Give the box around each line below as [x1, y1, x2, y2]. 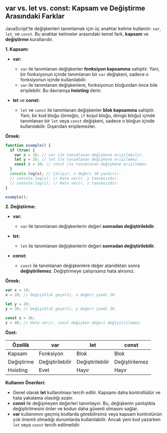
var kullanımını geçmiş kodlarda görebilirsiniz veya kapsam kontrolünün [12, 411, 162, 417]
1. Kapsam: [5, 46, 29, 52]
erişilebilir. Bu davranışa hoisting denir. [20, 87, 102, 93]
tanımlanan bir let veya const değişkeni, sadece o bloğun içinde [20, 118, 155, 124]
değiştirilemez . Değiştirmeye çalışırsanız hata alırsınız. [20, 268, 135, 274]
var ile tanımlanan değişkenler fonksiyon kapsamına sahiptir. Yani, [20, 65, 160, 72]
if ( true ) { [10, 147, 36, 153]
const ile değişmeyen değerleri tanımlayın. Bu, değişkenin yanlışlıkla [12, 400, 156, 406]
